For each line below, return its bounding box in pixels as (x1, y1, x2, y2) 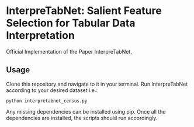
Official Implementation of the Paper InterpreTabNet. (6, 48, 133, 55)
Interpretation (6, 29, 75, 42)
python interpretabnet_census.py (6, 98, 88, 104)
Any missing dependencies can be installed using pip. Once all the (6, 108, 166, 115)
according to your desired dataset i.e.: (6, 86, 98, 94)
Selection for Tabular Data (6, 16, 136, 30)
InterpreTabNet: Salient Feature (6, 4, 162, 17)
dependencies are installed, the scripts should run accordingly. (6, 114, 158, 121)
